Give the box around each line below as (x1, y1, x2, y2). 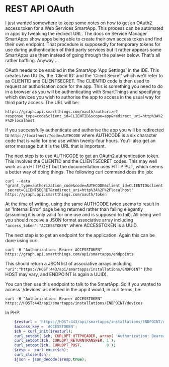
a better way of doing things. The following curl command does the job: (5, 169, 153, 175)
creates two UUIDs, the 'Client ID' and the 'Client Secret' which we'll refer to (5, 72, 163, 78)
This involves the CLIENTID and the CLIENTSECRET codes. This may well (5, 158, 157, 164)
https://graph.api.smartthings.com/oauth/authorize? (5, 109, 118, 114)
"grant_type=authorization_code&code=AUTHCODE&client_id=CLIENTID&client (5, 183, 163, 188)
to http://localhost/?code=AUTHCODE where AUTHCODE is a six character (5, 132, 157, 138)
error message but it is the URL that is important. (5, 143, 106, 149)
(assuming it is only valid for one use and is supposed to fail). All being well (5, 211, 161, 217)
